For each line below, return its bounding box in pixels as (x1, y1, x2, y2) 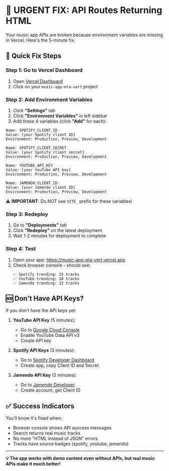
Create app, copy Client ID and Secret (20, 363, 99, 369)
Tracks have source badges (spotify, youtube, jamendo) (13, 441, 129, 447)
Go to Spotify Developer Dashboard (20, 357, 94, 363)
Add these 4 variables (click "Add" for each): (13, 118, 107, 124)
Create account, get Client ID (20, 387, 81, 393)
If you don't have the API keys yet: (6, 307, 77, 313)
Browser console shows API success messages (13, 425, 112, 431)
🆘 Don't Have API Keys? (6, 294, 84, 303)
